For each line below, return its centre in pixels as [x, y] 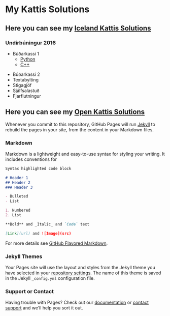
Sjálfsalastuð [26, 91]
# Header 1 [17, 178]
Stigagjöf [22, 85]
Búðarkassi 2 [26, 74]
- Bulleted [17, 196]
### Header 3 [19, 187]
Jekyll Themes [24, 256]
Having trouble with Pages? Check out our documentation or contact [77, 303]
